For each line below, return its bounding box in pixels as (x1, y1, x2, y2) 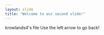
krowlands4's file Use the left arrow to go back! (5, 24, 100, 30)
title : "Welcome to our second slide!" (5, 12, 86, 16)
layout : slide (5, 7, 34, 12)
